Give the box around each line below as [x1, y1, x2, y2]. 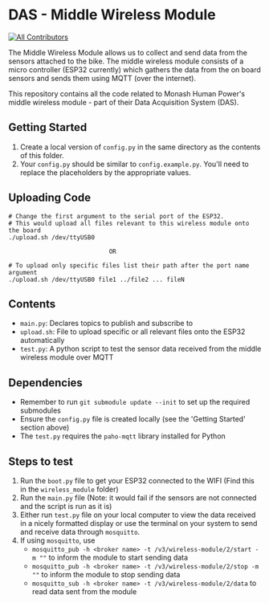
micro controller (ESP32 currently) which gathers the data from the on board [8, 64, 261, 74]
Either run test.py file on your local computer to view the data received [19, 510, 256, 519]
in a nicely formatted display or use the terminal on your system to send [19, 519, 258, 528]
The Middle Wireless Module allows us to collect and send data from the [8, 47, 247, 57]
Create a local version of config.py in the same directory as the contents [19, 142, 261, 152]
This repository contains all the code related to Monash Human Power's [8, 88, 246, 98]
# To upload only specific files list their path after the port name [8, 261, 250, 270]
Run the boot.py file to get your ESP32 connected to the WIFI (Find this [19, 476, 255, 485]
